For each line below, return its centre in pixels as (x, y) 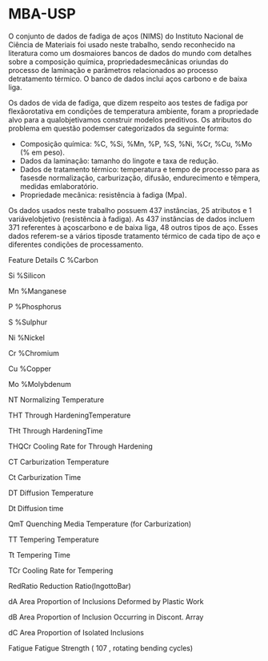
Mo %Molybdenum (40, 384)
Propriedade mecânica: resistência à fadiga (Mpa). (103, 195)
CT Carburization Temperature (59, 461)
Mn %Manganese (37, 291)
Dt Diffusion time (36, 508)
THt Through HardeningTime (56, 430)
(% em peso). (42, 152)
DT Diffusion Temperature (51, 493)
